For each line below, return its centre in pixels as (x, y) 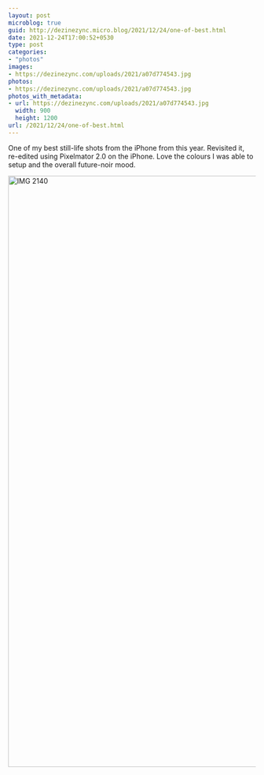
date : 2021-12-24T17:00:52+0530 (61, 37)
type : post (26, 45)
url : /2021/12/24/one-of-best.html (66, 125)
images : (21, 67)
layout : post (29, 15)
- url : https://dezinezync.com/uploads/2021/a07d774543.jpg (109, 103)
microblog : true (35, 23)
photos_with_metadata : (45, 96)
